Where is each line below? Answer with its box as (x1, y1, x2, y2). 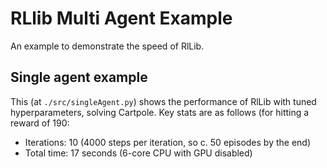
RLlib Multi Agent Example (10, 7, 233, 30)
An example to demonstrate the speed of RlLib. (10, 40, 205, 52)
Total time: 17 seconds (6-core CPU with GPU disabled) (24, 147, 253, 159)
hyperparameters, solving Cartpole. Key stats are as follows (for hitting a (10, 106, 310, 118)
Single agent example (10, 69, 148, 86)
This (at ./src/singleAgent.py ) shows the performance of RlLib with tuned (10, 95, 317, 107)
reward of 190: (10, 117, 70, 129)
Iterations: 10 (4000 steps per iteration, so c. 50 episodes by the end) (24, 136, 312, 148)
